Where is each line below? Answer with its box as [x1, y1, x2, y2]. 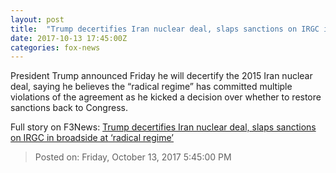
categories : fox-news [10, 42, 101, 53]
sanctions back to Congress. [10, 102, 128, 114]
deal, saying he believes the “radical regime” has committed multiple [10, 81, 293, 93]
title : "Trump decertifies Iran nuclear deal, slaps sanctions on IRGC [10, 24, 320, 34]
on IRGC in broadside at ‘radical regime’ [10, 132, 174, 144]
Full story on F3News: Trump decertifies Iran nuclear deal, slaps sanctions [10, 121, 317, 133]
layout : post [10, 14, 65, 25]
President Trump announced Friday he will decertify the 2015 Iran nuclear [10, 70, 313, 82]
